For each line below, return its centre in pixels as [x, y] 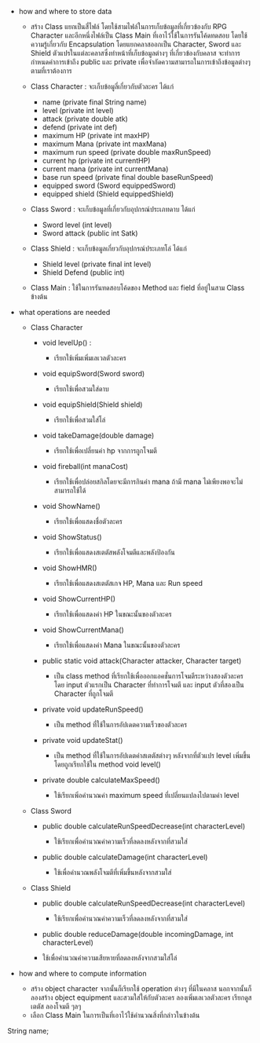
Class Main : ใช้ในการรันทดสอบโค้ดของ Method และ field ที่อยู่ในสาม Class [137, 287]
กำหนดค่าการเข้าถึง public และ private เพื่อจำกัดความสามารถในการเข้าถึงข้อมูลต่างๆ [140, 62]
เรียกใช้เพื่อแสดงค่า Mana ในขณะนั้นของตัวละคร [117, 645]
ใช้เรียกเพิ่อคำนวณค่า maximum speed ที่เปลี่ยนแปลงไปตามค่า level [146, 795]
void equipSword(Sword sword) [93, 373]
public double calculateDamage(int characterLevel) [125, 857]
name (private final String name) [94, 102]
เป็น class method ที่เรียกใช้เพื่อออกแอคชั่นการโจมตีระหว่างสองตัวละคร [149, 676]
